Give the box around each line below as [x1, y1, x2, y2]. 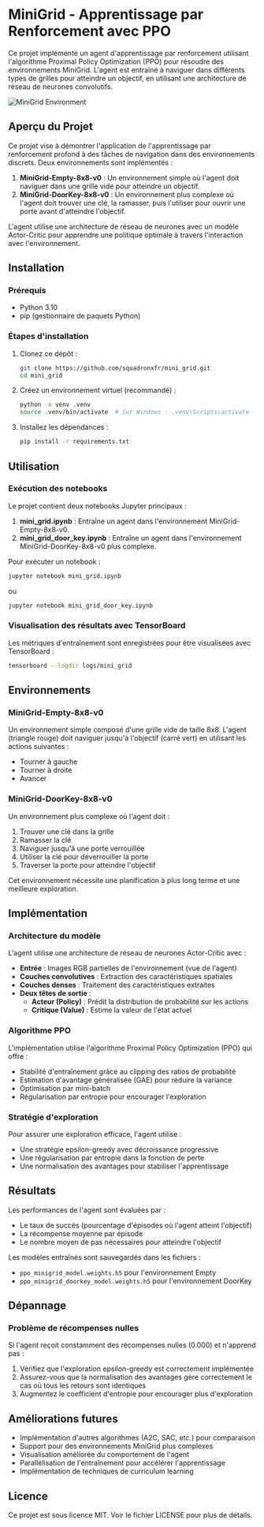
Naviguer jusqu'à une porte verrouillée [19, 844, 145, 853]
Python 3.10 [19, 303, 58, 312]
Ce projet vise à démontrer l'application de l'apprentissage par [8, 140, 211, 151]
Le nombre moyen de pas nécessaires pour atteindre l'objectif [19, 1237, 222, 1246]
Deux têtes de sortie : [19, 989, 92, 998]
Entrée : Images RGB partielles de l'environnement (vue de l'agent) [19, 963, 238, 973]
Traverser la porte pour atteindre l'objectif [19, 860, 156, 870]
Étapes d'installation [8, 331, 89, 342]
